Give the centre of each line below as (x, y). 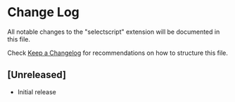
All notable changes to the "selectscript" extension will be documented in (114, 32)
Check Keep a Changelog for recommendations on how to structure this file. (118, 53)
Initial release (37, 91)
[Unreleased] (37, 75)
